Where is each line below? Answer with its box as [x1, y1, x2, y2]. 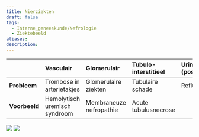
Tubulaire [131, 77, 158, 86]
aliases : [6, 36, 28, 42]
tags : [6, 19, 20, 25]
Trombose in [44, 77, 80, 86]
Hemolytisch [44, 94, 81, 103]
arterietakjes [44, 85, 80, 93]
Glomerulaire [85, 77, 122, 86]
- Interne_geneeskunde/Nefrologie [11, 25, 97, 31]
